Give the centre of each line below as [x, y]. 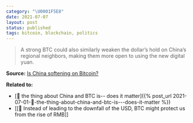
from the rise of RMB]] [42, 115]
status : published [28, 28]
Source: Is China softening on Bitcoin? [52, 73]
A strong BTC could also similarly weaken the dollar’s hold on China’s [103, 50]
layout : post [22, 22]
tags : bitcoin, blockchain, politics [52, 33]
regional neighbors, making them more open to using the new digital [103, 56]
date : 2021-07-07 [27, 17]
